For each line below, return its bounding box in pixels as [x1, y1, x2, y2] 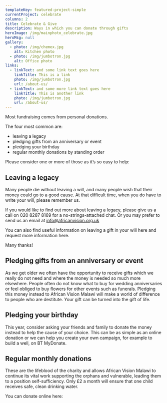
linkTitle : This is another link [14, 91, 84, 96]
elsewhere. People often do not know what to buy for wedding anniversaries [5, 280, 162, 286]
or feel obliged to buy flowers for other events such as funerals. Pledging [5, 286, 156, 292]
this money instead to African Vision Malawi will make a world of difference [5, 291, 160, 297]
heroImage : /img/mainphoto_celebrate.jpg [5, 30, 93, 35]
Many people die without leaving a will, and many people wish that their [5, 186, 152, 192]
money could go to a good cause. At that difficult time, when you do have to [5, 192, 161, 198]
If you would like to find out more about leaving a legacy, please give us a [5, 207, 156, 213]
